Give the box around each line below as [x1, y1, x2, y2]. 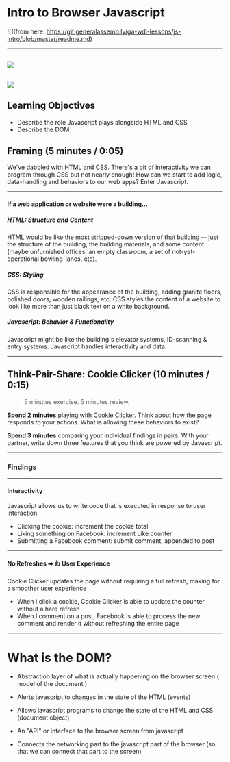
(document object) [16, 713, 70, 722]
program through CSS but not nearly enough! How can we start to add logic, [7, 170, 222, 179]
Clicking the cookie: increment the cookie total [16, 522, 149, 531]
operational [7, 255, 40, 263]
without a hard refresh [16, 605, 80, 613]
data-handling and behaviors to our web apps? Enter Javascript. [7, 178, 188, 186]
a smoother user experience [7, 584, 87, 593]
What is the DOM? [7, 650, 112, 665]
